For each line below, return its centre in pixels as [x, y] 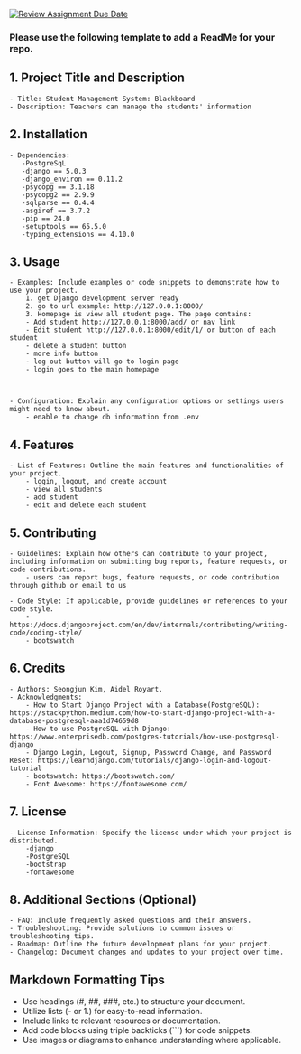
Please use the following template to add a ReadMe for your [142, 37]
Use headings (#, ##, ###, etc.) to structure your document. [134, 1002]
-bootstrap [46, 864]
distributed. [34, 841]
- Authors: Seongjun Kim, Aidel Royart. [87, 689]
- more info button [62, 354]
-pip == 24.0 [46, 218]
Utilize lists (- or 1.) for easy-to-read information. [112, 1012]
